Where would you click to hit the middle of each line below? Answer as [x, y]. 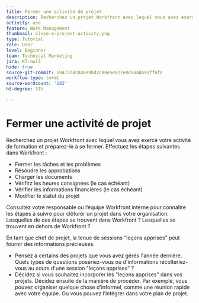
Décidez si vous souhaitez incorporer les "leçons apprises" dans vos [99, 274]
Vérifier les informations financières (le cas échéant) [79, 189]
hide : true [20, 67]
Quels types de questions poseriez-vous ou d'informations [86, 261]
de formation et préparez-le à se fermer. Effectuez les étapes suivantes [93, 146]
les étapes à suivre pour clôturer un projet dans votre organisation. [87, 213]
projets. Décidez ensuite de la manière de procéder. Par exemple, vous [101, 280]
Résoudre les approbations [48, 171]
